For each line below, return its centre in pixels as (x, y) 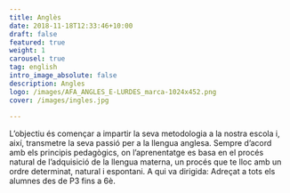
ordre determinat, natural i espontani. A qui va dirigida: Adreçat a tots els (142, 172)
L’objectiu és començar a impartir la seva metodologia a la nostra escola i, (145, 133)
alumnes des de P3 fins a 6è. (62, 181)
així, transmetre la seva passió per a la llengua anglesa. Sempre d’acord (141, 143)
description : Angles (48, 84)
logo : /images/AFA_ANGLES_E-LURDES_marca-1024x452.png (113, 92)
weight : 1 (28, 51)
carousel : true (37, 59)
